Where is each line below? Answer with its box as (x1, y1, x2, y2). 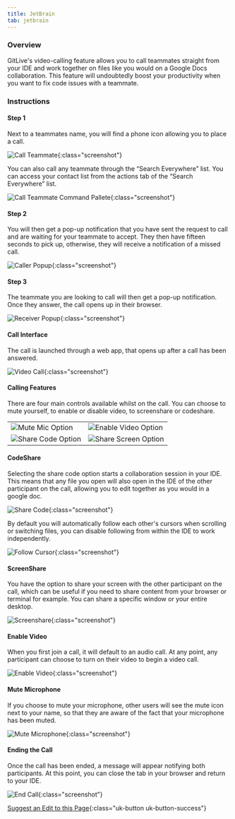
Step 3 (7, 277, 27, 286)
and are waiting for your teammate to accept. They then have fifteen (7, 232, 206, 241)
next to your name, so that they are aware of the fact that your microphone (7, 708, 224, 717)
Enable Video (7, 632, 47, 640)
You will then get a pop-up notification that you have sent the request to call (7, 225, 228, 234)
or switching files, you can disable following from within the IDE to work (7, 527, 215, 535)
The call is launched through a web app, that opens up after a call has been (7, 346, 227, 354)
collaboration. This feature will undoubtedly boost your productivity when (7, 71, 221, 80)
